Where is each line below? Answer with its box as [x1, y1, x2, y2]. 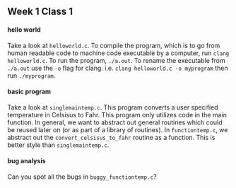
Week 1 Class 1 [7, 6, 73, 18]
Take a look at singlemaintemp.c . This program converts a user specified [7, 102, 218, 112]
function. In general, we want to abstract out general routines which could [7, 118, 223, 127]
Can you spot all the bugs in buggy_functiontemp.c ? [7, 172, 157, 181]
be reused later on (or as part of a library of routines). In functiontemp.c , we [7, 125, 228, 134]
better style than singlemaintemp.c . [7, 141, 110, 149]
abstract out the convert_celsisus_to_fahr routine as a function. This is [7, 133, 216, 141]
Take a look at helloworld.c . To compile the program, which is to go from [7, 41, 220, 49]
